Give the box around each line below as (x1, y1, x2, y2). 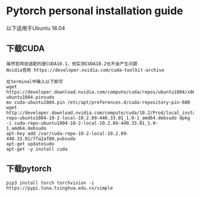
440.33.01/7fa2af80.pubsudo (6, 135, 76, 142)
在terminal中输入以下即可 (6, 78, 64, 84)
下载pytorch (6, 164, 52, 174)
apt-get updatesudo (6, 141, 55, 147)
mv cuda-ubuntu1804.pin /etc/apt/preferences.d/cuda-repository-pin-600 (6, 99, 190, 105)
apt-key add (6, 131, 36, 136)
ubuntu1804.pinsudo (6, 94, 55, 100)
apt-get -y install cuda (6, 146, 68, 152)
